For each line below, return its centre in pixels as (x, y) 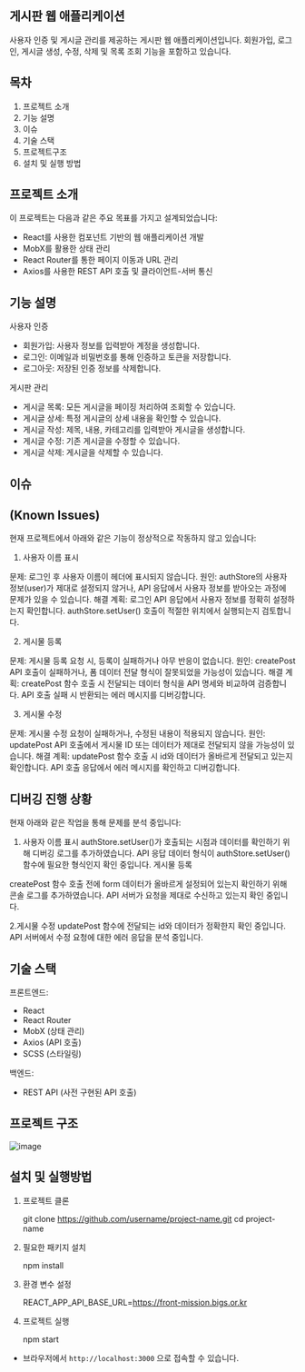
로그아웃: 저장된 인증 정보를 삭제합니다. (92, 368)
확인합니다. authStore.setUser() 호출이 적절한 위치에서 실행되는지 (143, 611)
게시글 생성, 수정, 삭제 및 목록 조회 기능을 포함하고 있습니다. (126, 51)
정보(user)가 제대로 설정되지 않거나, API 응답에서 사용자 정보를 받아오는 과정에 (148, 588)
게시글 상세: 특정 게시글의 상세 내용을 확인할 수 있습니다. (122, 418)
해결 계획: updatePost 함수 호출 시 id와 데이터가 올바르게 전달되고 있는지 (164, 756)
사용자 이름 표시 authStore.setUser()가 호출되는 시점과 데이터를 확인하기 (152, 842)
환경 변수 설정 (47, 1284)
